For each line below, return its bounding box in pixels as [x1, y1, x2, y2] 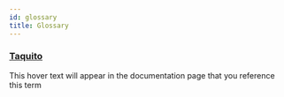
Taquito [9, 50, 43, 63]
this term [9, 79, 42, 90]
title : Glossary [9, 21, 69, 30]
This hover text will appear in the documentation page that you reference [9, 70, 276, 80]
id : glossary [9, 12, 58, 22]
